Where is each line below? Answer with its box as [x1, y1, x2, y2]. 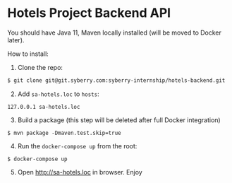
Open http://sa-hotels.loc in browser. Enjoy [17, 167, 142, 176]
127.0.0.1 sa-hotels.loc [7, 103, 80, 110]
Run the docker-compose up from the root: [17, 141, 138, 150]
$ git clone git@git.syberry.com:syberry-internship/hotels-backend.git [7, 76, 226, 84]
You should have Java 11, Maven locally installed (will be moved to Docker [7, 28, 222, 37]
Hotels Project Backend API [7, 5, 171, 21]
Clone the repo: [17, 63, 63, 71]
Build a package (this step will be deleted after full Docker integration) [17, 115, 221, 124]
